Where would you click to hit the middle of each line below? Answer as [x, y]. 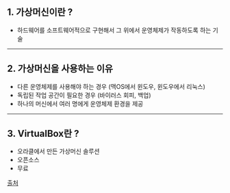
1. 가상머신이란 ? [40, 12]
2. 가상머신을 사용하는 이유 [60, 69]
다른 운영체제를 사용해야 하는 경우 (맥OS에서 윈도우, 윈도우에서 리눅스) [111, 86]
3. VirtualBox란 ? [43, 134]
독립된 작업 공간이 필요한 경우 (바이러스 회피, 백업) [84, 95]
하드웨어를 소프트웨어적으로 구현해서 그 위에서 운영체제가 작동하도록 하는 [114, 30]
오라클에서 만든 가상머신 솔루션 [58, 151]
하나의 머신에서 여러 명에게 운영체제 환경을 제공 [80, 103]
